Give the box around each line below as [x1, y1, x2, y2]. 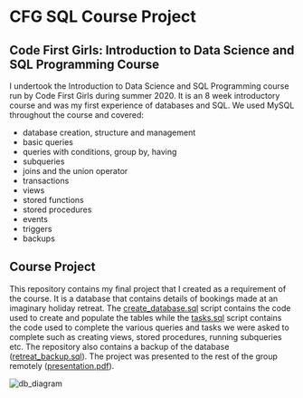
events [22, 214, 48, 224]
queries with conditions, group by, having [22, 147, 177, 157]
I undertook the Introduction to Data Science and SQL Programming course [9, 81, 289, 92]
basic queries [22, 137, 74, 147]
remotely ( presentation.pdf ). [9, 360, 115, 371]
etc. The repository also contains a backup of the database [9, 341, 230, 352]
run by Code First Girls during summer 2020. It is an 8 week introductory [9, 91, 280, 101]
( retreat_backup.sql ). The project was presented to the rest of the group [9, 351, 279, 362]
